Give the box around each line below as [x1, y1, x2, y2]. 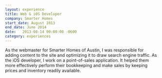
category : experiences [5, 34, 51, 39]
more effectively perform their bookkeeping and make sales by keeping [5, 62, 148, 68]
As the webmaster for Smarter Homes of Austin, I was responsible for [5, 47, 144, 53]
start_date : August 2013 [5, 20, 55, 26]
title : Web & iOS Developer [5, 12, 62, 16]
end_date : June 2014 [5, 25, 47, 30]
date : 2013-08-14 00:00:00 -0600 [5, 29, 77, 34]
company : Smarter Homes [5, 16, 53, 21]
